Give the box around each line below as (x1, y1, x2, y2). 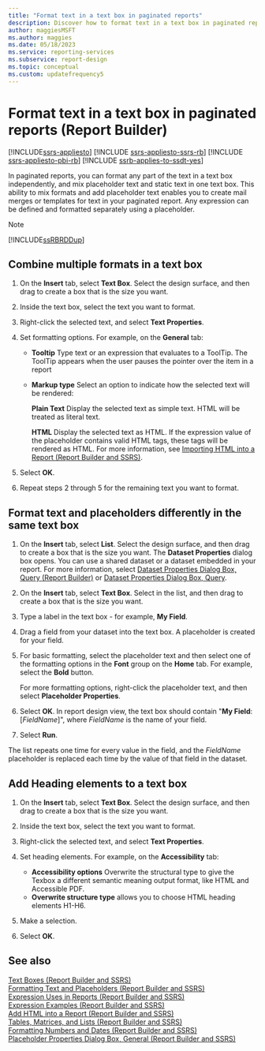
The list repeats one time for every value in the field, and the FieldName (8, 746, 241, 755)
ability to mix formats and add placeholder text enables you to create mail (8, 187, 247, 197)
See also (8, 954, 51, 967)
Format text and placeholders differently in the (8, 506, 242, 519)
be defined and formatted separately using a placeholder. (8, 204, 196, 214)
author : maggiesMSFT (8, 26, 77, 34)
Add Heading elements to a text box (8, 776, 188, 790)
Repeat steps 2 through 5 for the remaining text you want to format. (19, 483, 239, 493)
